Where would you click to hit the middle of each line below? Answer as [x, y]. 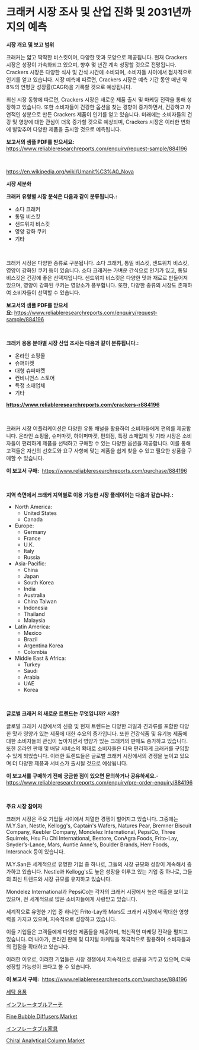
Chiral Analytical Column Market [45, 1040]
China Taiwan [40, 601]
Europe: [24, 526]
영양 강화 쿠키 [31, 231]
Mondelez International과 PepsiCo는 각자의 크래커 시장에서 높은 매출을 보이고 [97, 891]
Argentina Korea [43, 646]
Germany [35, 532]
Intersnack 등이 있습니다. [36, 851]
